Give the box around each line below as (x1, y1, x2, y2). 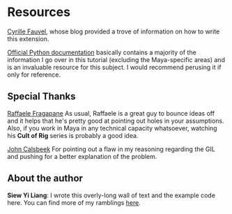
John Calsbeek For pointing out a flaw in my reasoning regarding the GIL (7, 144, 216, 153)
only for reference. (7, 70, 61, 79)
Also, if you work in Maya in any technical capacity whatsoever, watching (7, 123, 217, 132)
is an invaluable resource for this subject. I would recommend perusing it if (7, 63, 222, 71)
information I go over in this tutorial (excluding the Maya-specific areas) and (7, 55, 225, 63)
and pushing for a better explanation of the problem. (7, 152, 157, 160)
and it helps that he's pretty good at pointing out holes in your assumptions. (7, 116, 224, 125)
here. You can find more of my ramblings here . (7, 198, 141, 206)
